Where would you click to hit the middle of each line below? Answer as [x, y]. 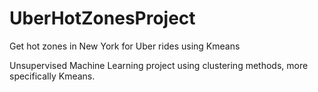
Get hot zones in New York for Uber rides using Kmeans [125, 46]
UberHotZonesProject [102, 18]
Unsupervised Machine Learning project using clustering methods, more [159, 65]
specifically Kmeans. [52, 76]
